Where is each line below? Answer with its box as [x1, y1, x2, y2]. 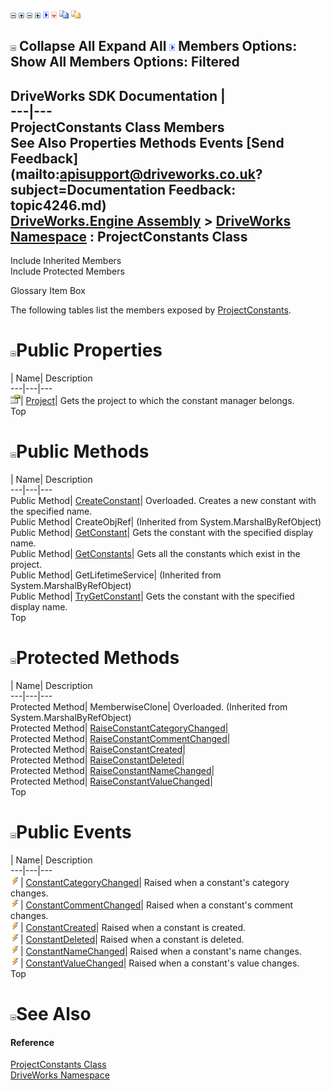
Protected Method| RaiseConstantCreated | [10, 744, 186, 756]
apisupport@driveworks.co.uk [59, 165, 256, 183]
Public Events [16, 821, 132, 844]
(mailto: [10, 165, 60, 183]
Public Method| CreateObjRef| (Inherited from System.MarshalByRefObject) [10, 516, 322, 528]
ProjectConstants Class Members [10, 119, 225, 136]
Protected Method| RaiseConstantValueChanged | [10, 775, 213, 788]
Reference [10, 1036, 55, 1048]
